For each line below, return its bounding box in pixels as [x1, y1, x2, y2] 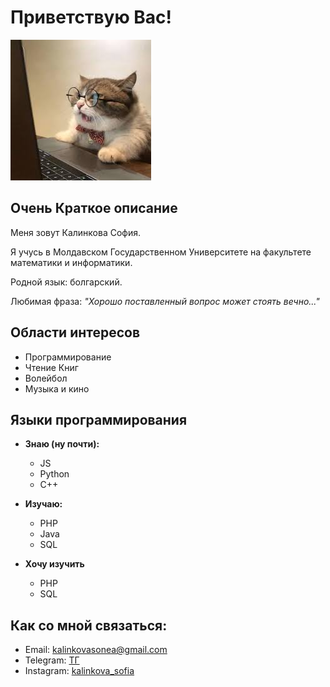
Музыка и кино [24, 382, 90, 395]
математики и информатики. [10, 256, 133, 268]
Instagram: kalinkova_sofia [24, 665, 135, 677]
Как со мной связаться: [10, 617, 168, 634]
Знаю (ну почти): [24, 438, 100, 450]
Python [39, 468, 70, 480]
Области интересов [10, 324, 141, 341]
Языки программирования [10, 411, 188, 428]
